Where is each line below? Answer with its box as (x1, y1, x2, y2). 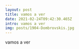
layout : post (5, 7, 32, 12)
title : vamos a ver (5, 12, 46, 17)
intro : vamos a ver (5, 21, 46, 26)
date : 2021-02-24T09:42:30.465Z (5, 16, 72, 21)
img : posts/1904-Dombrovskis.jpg (5, 26, 75, 31)
